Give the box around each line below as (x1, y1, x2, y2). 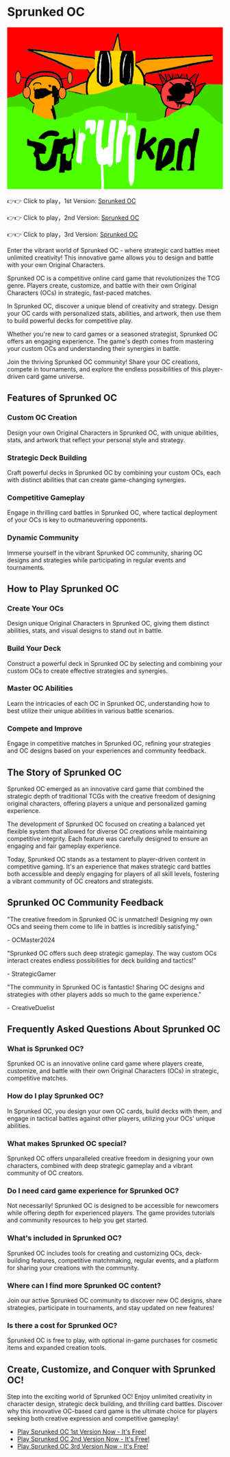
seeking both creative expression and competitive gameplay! (7, 1414, 179, 1423)
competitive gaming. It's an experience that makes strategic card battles (7, 862, 211, 871)
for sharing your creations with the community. (7, 1263, 139, 1272)
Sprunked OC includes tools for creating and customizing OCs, (7, 1249, 185, 1257)
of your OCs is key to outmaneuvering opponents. (7, 516, 148, 524)
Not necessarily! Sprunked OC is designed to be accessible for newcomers (7, 1202, 219, 1210)
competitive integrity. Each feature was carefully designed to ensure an (7, 834, 209, 842)
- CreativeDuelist (7, 1003, 55, 1011)
